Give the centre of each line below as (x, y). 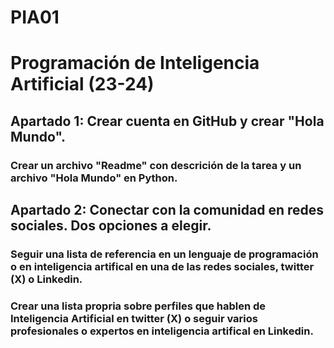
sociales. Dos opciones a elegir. (111, 226)
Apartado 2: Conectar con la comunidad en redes (167, 210)
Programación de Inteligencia (135, 63)
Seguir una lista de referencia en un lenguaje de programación (164, 254)
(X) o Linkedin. (46, 279)
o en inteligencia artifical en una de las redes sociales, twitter (162, 266)
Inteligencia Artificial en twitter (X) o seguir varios (134, 318)
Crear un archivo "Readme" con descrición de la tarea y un (156, 165)
